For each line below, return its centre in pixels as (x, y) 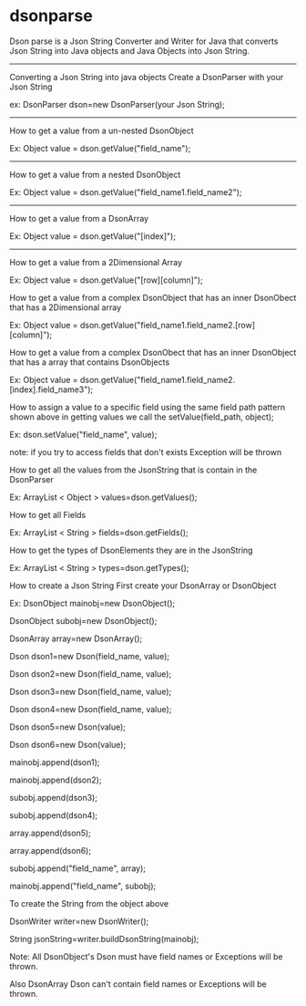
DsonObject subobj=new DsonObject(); (83, 620)
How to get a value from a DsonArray (79, 218)
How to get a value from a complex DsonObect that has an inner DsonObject (153, 352)
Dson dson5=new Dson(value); (67, 727)
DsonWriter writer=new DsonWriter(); (79, 921)
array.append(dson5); (50, 833)
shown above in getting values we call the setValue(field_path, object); (142, 417)
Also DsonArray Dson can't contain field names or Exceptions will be (138, 984)
